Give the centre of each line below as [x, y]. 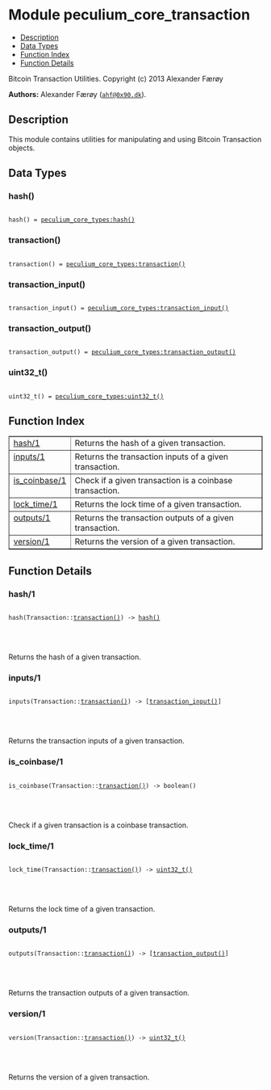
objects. [22, 148]
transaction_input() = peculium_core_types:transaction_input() [119, 309]
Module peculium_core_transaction [129, 15]
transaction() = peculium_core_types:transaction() [97, 264]
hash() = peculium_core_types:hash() [72, 220]
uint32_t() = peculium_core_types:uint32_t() [86, 396]
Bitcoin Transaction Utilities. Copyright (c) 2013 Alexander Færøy [116, 78]
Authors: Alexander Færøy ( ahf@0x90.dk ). [77, 94]
